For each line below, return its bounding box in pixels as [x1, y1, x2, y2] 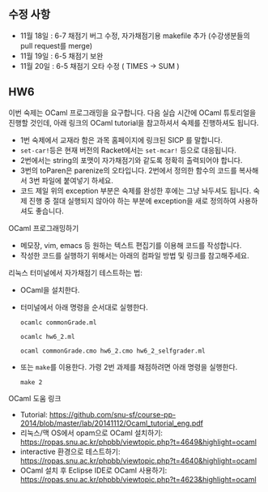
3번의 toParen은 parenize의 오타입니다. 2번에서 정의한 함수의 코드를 [19, 165, 237, 175]
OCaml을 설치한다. [19, 285, 80, 294]
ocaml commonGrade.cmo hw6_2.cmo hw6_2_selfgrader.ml [19, 347, 206, 355]
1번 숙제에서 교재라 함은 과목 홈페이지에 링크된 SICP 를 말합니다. [19, 135, 223, 144]
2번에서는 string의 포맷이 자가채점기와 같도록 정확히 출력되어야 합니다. [19, 155, 243, 165]
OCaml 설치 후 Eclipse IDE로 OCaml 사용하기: [19, 465, 168, 475]
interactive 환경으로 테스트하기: [19, 447, 121, 456]
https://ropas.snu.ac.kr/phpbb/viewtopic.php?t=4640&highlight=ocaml [19, 456, 257, 465]
